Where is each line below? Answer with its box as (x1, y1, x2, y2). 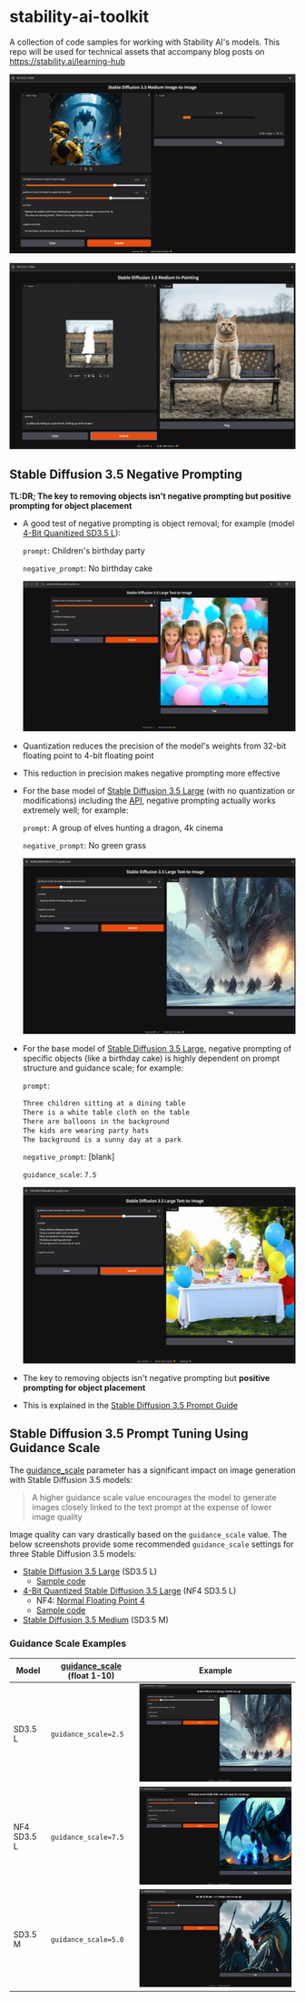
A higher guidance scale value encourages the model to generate (31, 1491, 277, 1503)
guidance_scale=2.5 (50, 1730, 124, 1740)
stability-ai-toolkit (9, 6, 150, 27)
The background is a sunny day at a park (22, 1135, 182, 1144)
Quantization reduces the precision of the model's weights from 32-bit (22, 740, 287, 751)
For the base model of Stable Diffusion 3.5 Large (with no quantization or (22, 785, 295, 796)
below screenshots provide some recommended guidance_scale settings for (9, 1539, 295, 1549)
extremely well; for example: (22, 804, 129, 816)
